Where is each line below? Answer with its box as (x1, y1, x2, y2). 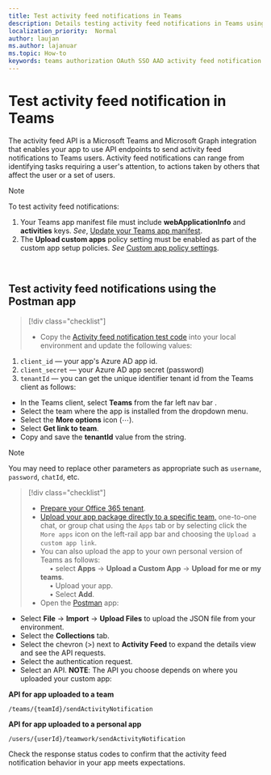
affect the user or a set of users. (8, 170, 115, 180)
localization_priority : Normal (8, 27, 117, 35)
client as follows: (19, 382, 77, 392)
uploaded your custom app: (19, 673, 112, 684)
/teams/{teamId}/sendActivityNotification (8, 705, 153, 713)
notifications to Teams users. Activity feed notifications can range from (8, 153, 244, 163)
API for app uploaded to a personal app (8, 719, 142, 729)
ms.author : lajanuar (8, 42, 78, 50)
